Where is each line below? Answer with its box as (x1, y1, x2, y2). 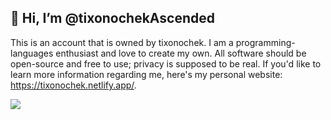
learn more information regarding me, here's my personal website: (10, 68, 283, 80)
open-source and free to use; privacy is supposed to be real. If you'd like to (10, 57, 322, 70)
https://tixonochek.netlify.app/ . (10, 79, 137, 91)
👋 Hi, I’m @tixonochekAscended (10, 10, 215, 27)
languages (10, 47, 54, 59)
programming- (235, 36, 296, 48)
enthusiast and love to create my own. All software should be (55, 47, 307, 59)
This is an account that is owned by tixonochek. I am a (10, 36, 234, 48)
